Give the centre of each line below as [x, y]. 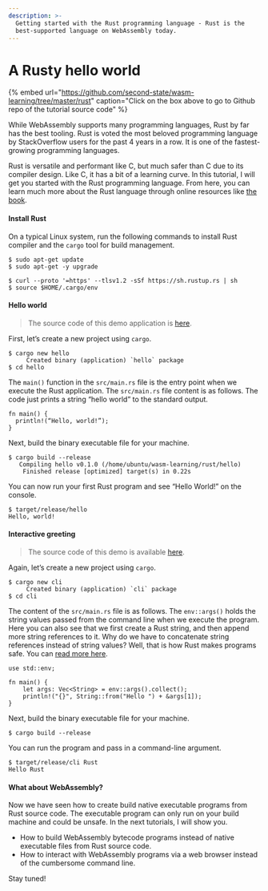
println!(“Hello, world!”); [62, 421]
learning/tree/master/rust [50, 101]
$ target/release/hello [48, 510]
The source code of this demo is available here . [106, 552]
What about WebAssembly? [56, 787]
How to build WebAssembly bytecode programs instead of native [127, 837]
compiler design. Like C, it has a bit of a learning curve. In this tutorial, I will [132, 175]
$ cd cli [23, 596]
